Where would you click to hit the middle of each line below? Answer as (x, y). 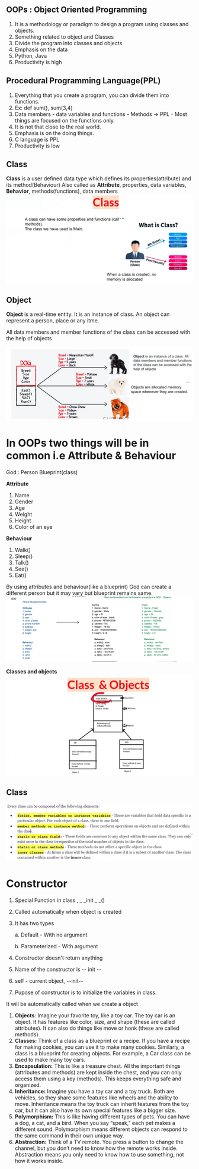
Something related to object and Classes (64, 37)
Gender (24, 502)
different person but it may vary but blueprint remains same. (79, 593)
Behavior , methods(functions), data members (62, 191)
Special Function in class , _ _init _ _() (60, 900)
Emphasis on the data (41, 49)
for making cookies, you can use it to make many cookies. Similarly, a (99, 1047)
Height (23, 521)
